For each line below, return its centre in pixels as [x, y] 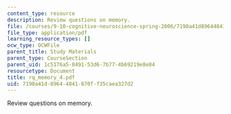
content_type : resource [41, 13]
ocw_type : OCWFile [33, 45]
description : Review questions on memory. [69, 20]
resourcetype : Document [41, 71]
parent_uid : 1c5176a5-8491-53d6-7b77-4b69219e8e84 [81, 65]
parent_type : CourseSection [47, 58]
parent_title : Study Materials [52, 52]
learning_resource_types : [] [49, 39]
